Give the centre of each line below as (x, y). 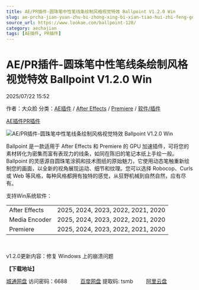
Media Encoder (30, 220)
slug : (13, 17)
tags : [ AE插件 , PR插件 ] (33, 34)
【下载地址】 (22, 269)
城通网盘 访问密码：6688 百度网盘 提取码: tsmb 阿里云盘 (87, 281)
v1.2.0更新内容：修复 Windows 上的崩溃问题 (60, 256)
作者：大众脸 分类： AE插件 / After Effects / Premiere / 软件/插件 (84, 109)
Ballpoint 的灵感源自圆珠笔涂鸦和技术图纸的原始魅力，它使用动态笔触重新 (95, 161)
